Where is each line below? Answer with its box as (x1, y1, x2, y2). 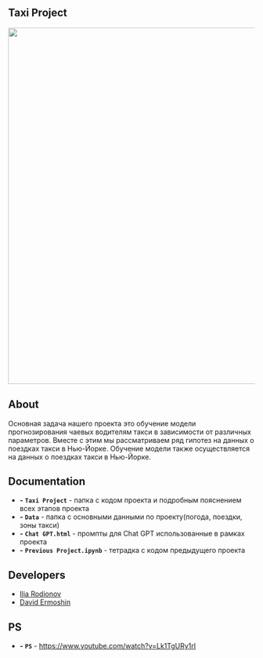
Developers (8, 568, 66, 582)
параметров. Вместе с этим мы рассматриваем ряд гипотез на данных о (8, 435, 254, 444)
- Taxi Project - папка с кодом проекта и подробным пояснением (19, 495, 242, 505)
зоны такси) (19, 521, 60, 530)
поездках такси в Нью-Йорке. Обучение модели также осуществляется (8, 444, 250, 453)
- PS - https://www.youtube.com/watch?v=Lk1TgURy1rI (19, 642, 196, 651)
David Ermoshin (19, 598, 71, 607)
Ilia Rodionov (19, 589, 61, 599)
